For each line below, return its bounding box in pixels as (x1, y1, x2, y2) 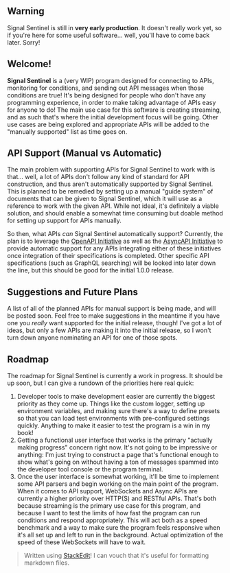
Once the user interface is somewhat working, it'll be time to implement (16, 473, 220, 481)
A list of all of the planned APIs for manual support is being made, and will (7, 305, 216, 313)
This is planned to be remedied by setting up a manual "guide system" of (7, 187, 214, 196)
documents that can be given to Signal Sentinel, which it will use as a (7, 195, 203, 203)
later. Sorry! (7, 38, 41, 47)
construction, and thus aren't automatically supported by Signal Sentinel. (7, 180, 214, 188)
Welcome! (7, 58, 51, 70)
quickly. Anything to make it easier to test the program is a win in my (16, 421, 211, 430)
